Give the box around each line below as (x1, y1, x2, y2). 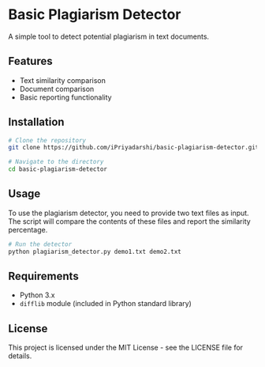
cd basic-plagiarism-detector (8, 165, 108, 173)
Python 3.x (19, 290, 55, 300)
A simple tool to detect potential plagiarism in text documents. (8, 32, 210, 41)
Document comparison (19, 84, 95, 93)
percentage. (8, 225, 48, 234)
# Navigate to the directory (8, 158, 104, 166)
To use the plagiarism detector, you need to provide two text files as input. (8, 208, 250, 218)
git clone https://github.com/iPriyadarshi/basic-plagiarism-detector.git (8, 144, 259, 152)
